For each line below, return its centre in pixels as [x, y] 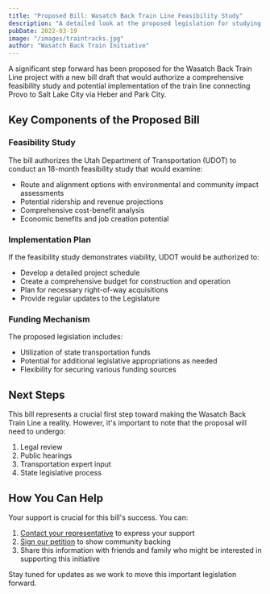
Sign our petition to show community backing [96, 542]
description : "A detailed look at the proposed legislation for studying [135, 23]
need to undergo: [37, 431]
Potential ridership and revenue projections [91, 201]
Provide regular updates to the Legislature [90, 298]
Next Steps [37, 395]
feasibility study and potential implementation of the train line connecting [129, 86]
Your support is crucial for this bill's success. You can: [98, 517]
